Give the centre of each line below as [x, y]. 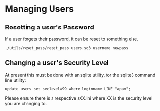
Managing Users [40, 9]
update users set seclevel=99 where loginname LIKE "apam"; [68, 89]
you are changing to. [26, 103]
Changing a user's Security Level [57, 63]
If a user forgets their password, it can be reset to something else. [72, 39]
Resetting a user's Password [50, 27]
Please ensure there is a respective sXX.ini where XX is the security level [79, 98]
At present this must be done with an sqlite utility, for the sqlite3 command [80, 75]
